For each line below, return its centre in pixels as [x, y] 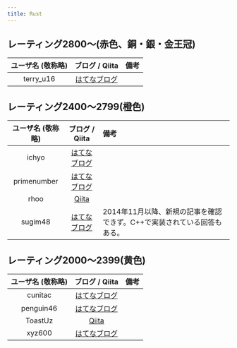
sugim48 [36, 222]
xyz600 [39, 333]
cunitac [39, 295]
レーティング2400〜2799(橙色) [76, 107]
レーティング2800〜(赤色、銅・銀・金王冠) [102, 44]
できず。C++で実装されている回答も [162, 222]
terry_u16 [39, 79]
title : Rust [25, 14]
